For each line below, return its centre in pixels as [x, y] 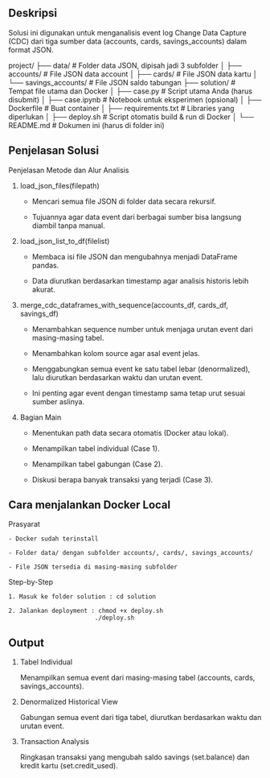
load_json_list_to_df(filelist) [65, 241]
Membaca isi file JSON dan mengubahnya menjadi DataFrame [135, 256]
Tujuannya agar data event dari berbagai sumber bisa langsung [137, 217]
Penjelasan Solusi [53, 151]
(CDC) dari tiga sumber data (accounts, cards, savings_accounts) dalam [128, 41]
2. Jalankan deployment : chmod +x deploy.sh [86, 611]
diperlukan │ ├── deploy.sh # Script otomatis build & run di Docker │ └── [131, 117]
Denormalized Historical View [69, 702]
